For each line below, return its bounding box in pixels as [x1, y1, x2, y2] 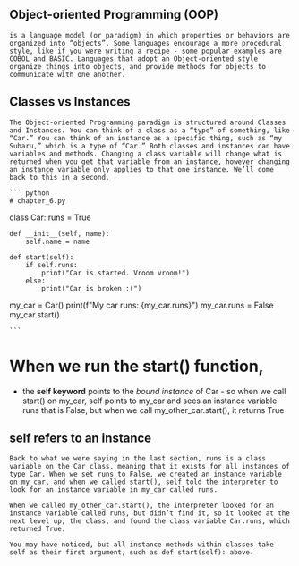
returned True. [9, 525, 66, 534]
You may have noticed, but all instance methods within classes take [9, 540, 275, 549]
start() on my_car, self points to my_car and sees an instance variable [21, 395, 278, 406]
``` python [9, 188, 50, 198]
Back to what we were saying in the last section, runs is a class [9, 454, 267, 463]
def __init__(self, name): [9, 229, 110, 238]
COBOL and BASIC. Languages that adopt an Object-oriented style [9, 54, 258, 63]
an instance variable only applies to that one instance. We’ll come [9, 165, 275, 173]
